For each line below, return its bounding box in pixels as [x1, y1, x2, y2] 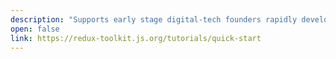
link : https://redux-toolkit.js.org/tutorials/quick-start [10, 33, 262, 43]
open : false [10, 24, 60, 34]
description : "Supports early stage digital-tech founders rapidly [10, 14, 298, 25]
